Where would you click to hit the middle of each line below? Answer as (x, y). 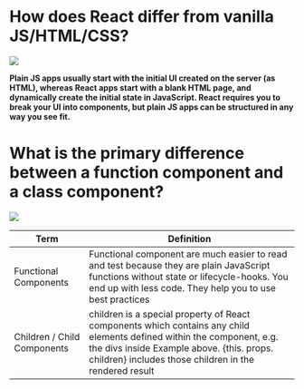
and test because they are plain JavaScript (180, 265)
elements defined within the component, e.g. (184, 336)
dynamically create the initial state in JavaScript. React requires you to (145, 97)
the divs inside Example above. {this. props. (181, 348)
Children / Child (47, 336)
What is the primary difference (127, 154)
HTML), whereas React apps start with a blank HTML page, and (130, 87)
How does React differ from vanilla (142, 17)
